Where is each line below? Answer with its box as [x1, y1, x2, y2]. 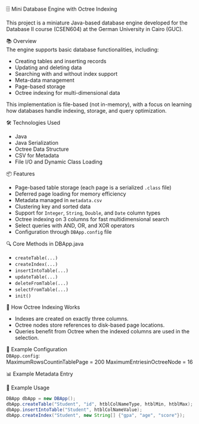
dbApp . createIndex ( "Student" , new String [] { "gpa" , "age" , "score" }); [6, 412, 185, 418]
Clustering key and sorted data [14, 203, 91, 210]
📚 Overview [6, 38, 37, 44]
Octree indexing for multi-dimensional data [14, 89, 120, 96]
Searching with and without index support [14, 70, 118, 77]
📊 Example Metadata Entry [6, 370, 73, 377]
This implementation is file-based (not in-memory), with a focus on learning [6, 101, 192, 108]
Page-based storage [14, 83, 66, 90]
